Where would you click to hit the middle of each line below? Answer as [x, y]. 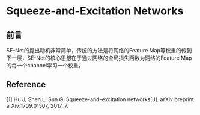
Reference [26, 85]
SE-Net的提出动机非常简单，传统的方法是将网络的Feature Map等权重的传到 [99, 50]
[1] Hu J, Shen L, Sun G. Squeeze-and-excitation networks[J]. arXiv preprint [100, 99]
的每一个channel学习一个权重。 [45, 65]
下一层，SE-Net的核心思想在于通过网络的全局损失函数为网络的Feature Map [99, 58]
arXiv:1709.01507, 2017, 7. [38, 105]
